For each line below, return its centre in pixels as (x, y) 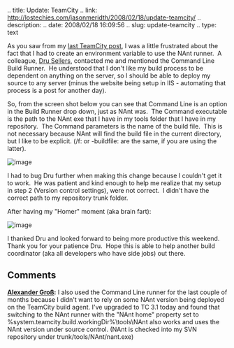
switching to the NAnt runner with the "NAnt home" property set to (103, 314)
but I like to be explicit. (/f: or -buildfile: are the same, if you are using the (112, 141)
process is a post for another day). (57, 90)
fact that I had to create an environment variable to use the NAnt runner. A (115, 53)
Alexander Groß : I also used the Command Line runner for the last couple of (117, 292)
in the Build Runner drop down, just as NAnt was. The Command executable (117, 111)
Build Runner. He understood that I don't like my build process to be (105, 68)
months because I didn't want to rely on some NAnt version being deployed (116, 299)
